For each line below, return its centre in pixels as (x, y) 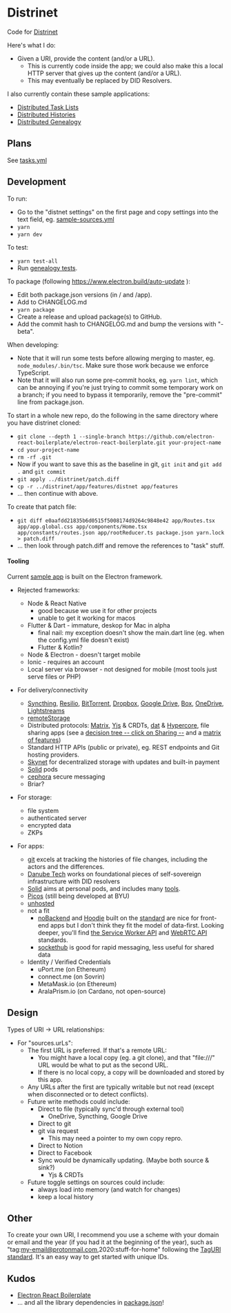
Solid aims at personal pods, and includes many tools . (104, 888)
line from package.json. (51, 402)
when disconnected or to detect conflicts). (88, 1094)
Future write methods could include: (79, 1101)
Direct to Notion (60, 1145)
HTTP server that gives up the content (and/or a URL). (104, 73)
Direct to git (54, 1123)
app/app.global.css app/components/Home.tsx (82, 527)
